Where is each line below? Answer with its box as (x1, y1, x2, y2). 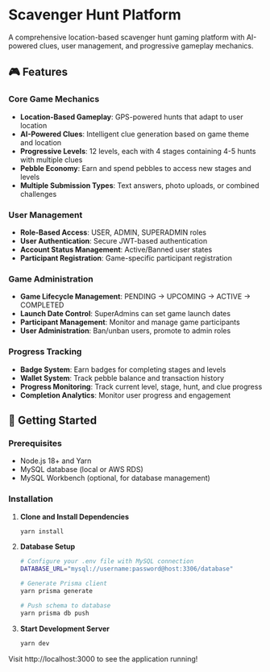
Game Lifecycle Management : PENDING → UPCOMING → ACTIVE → (19, 292, 251, 302)
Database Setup (19, 542, 76, 552)
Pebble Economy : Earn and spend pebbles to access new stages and (19, 163, 251, 173)
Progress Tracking (8, 346, 82, 357)
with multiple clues (19, 155, 83, 165)
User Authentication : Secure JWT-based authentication (19, 236, 208, 245)
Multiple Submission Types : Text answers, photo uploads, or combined (19, 180, 260, 190)
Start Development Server (19, 624, 110, 633)
